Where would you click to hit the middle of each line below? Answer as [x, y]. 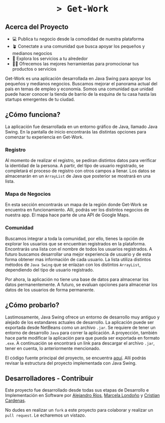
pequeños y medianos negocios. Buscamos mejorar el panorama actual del [81, 84]
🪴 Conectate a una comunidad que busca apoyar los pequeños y [78, 46]
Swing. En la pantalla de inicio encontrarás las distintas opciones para [76, 132]
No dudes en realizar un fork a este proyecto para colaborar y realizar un [79, 410]
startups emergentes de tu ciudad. [40, 99]
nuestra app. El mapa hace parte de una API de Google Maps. [68, 215]
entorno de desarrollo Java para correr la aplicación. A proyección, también [81, 333]
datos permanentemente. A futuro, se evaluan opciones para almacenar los [81, 284]
